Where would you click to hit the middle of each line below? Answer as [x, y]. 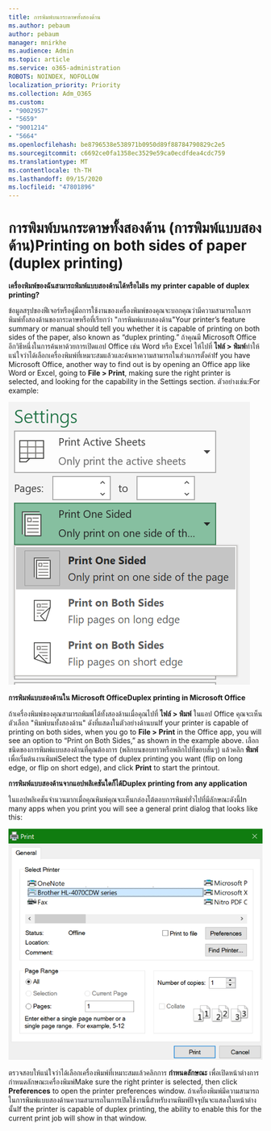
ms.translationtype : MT [48, 161]
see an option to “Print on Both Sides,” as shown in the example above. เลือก [134, 741]
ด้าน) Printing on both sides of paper [128, 246]
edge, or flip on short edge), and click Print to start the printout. [114, 768]
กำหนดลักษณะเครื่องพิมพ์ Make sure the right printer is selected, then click [123, 1082]
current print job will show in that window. [78, 1118]
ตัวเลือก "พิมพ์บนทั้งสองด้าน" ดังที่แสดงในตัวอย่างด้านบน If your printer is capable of [129, 723]
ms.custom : [27, 102]
